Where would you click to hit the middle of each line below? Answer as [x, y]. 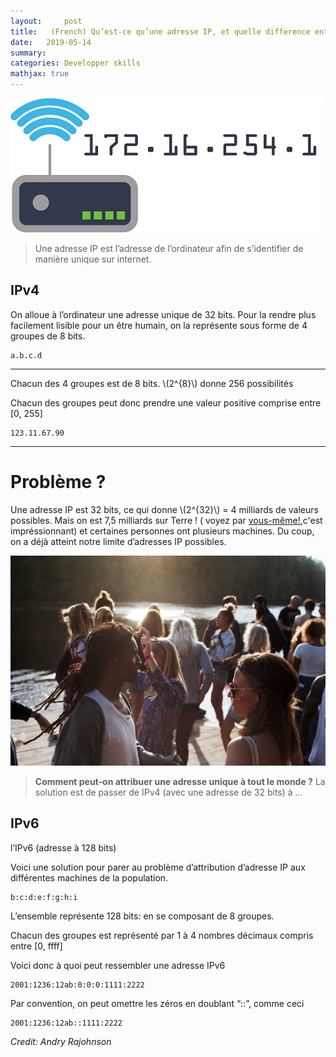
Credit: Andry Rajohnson [61, 1041]
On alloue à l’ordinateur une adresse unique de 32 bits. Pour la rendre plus [163, 314]
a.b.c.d [26, 355]
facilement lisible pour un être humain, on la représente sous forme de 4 [159, 325]
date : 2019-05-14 [51, 42]
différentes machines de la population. [89, 877]
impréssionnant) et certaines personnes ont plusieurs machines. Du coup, [162, 531]
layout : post [46, 21]
